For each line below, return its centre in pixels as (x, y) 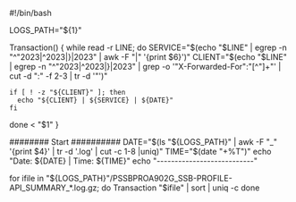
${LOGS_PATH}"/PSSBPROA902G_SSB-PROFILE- (140, 178)
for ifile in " (30, 178)
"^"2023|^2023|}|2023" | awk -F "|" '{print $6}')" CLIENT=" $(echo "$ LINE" (148, 57)
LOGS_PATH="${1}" (46, 30)
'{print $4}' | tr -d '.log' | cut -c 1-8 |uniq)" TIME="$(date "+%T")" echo (140, 151)
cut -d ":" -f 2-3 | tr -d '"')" (59, 76)
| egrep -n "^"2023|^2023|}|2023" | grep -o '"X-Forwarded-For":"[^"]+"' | (145, 67)
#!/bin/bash (30, 13)
